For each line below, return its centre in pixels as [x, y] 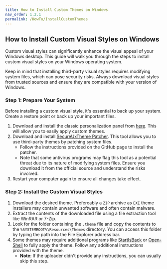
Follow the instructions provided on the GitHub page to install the [86, 147]
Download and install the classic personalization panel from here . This [84, 126]
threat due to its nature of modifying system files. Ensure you [83, 163]
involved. [29, 174]
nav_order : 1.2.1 [23, 14]
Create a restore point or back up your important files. [61, 116]
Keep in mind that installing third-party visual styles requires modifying [78, 71]
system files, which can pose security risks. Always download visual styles [82, 77]
